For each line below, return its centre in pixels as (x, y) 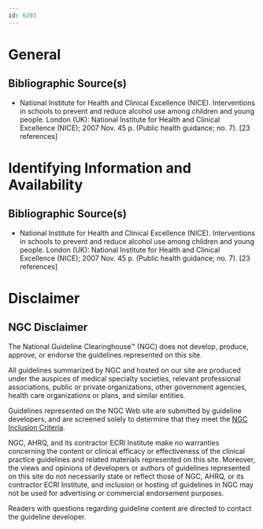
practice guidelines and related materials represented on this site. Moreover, (132, 460)
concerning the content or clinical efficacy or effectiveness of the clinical (127, 451)
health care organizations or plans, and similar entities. (97, 395)
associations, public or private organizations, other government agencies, (128, 387)
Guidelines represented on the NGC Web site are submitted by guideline (125, 411)
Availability (46, 184)
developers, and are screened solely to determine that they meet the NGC (128, 418)
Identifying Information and (100, 168)
